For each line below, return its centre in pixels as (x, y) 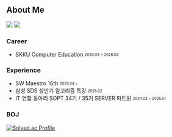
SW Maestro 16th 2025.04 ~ (46, 83)
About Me (25, 10)
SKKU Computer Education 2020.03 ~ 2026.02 (67, 55)
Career (17, 41)
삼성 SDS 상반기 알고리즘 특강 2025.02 (59, 91)
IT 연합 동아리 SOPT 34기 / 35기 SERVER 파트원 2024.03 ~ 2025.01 (90, 98)
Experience (23, 71)
